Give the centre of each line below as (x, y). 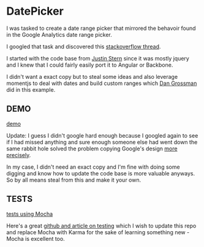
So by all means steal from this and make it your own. (74, 180)
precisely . (19, 155)
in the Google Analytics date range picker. (59, 34)
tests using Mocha (30, 214)
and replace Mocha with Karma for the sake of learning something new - (98, 232)
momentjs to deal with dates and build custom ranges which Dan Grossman (102, 83)
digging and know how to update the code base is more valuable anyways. (100, 173)
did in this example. (31, 89)
